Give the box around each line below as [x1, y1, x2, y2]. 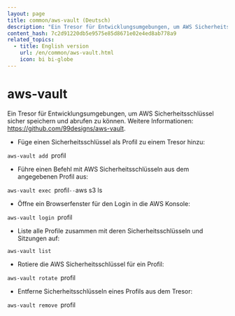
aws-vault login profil [7, 213, 73, 221]
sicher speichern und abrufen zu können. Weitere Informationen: [7, 116, 194, 125]
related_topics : [7, 36, 55, 43]
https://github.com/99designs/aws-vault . [7, 124, 126, 132]
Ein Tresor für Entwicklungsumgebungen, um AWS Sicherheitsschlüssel [7, 109, 215, 118]
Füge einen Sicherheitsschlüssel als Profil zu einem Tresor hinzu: [17, 137, 205, 146]
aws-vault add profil [7, 151, 66, 160]
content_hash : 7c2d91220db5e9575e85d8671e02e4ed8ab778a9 [7, 29, 177, 37]
